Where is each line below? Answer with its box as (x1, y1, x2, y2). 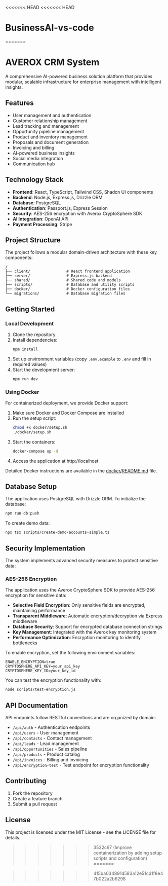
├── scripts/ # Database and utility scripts (5, 282, 135, 287)
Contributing (5, 777, 47, 785)
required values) (12, 361, 47, 367)
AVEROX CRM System (5, 57, 100, 68)
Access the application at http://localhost (12, 458, 99, 464)
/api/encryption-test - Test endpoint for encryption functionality (12, 762, 149, 768)
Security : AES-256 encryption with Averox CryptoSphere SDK (12, 210, 143, 216)
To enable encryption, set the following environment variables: (5, 650, 136, 656)
